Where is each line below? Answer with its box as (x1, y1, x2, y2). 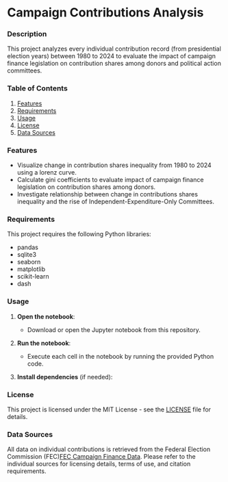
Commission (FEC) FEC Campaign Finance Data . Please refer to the (7, 453, 197, 461)
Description (7, 29, 47, 39)
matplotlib (16, 265, 46, 273)
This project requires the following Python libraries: (7, 230, 152, 238)
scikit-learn (16, 272, 49, 281)
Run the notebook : (16, 339, 71, 347)
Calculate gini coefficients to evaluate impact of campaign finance (16, 176, 204, 184)
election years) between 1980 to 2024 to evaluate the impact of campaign (7, 52, 216, 60)
